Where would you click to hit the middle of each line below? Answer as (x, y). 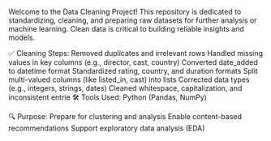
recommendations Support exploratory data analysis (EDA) (107, 128)
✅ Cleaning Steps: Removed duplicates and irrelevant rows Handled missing (136, 53)
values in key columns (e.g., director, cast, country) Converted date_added (133, 62)
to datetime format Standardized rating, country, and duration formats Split (133, 71)
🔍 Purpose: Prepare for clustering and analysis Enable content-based (125, 116)
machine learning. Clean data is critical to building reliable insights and (127, 29)
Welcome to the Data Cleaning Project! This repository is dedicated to (125, 12)
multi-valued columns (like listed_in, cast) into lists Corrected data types (129, 79)
